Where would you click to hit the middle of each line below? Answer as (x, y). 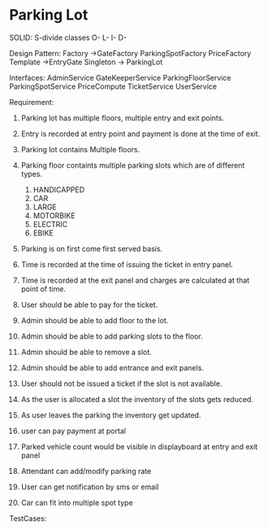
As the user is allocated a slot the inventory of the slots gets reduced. (137, 399)
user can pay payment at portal (73, 431)
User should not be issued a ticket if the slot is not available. (121, 383)
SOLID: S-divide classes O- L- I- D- (68, 37)
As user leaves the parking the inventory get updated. (111, 415)
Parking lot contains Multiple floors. (80, 149)
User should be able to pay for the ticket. (89, 304)
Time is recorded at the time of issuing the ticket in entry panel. (127, 264)
